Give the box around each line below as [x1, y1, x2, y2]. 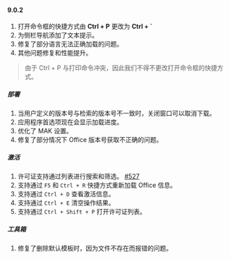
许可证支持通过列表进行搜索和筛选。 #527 [17, 172, 140, 181]
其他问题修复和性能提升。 [17, 49, 92, 57]
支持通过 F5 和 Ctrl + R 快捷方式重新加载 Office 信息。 [17, 181, 177, 190]
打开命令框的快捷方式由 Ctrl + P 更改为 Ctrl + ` [17, 22, 153, 31]
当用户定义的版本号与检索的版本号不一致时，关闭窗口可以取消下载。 [17, 109, 216, 118]
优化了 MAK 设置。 [17, 127, 73, 135]
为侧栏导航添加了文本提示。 [17, 31, 99, 40]
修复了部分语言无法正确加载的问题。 [17, 40, 123, 49]
